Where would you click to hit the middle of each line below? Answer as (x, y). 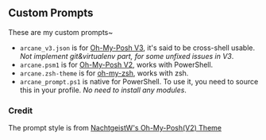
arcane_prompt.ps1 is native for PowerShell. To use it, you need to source (139, 81)
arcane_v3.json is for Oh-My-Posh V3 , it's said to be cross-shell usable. (137, 48)
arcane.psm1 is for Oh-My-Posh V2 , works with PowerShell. (116, 64)
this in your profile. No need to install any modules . (103, 90)
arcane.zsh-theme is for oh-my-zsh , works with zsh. (104, 73)
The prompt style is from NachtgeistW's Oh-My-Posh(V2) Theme (115, 128)
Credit (21, 111)
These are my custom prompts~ (61, 32)
